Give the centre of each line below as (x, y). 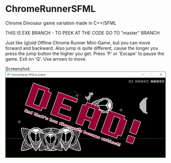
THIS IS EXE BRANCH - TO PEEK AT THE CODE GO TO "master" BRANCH (83, 33)
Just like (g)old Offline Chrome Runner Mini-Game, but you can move (78, 43)
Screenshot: (18, 69)
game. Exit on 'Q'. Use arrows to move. (46, 59)
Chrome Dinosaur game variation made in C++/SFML (61, 23)
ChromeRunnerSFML (50, 9)
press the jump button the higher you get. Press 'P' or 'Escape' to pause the (85, 53)
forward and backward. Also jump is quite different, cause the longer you (82, 48)
